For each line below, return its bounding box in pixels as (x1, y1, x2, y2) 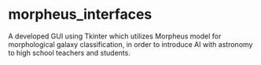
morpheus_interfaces (8, 5, 153, 23)
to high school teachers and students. (8, 48, 131, 57)
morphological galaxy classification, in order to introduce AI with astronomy (8, 39, 253, 49)
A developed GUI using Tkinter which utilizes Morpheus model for (8, 31, 222, 41)
